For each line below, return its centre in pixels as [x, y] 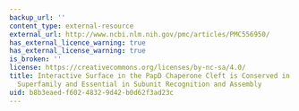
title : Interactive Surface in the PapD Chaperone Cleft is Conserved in [150, 76]
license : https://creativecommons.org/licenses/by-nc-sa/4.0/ [128, 68]
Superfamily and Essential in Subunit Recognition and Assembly [140, 84]
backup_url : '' [38, 17]
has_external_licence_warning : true [77, 43]
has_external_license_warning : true [77, 51]
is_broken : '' [36, 59]
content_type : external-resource [72, 26]
